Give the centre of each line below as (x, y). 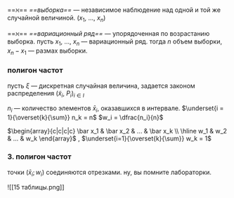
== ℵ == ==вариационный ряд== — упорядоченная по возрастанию (109, 33)
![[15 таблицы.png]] (36, 187)
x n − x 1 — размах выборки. (47, 51)
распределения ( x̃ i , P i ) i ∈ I (46, 94)
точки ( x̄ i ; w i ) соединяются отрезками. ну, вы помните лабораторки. (110, 173)
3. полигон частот (39, 157)
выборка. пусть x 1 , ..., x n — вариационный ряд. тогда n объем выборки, (115, 42)
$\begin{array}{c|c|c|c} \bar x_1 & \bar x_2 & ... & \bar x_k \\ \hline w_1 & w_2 (117, 131)
